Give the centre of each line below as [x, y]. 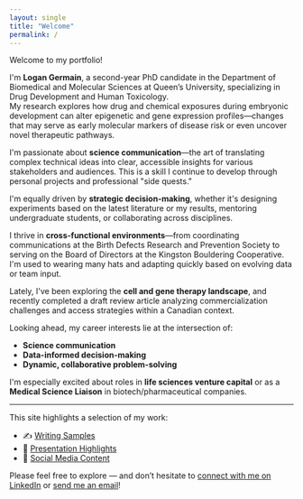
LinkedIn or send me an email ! [65, 485]
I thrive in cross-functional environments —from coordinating [124, 236]
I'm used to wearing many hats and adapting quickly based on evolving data [151, 264]
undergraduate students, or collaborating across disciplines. [121, 218]
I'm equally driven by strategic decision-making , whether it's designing [143, 199]
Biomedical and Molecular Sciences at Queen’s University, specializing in [145, 88]
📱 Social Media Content [66, 458]
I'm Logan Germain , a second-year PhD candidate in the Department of [143, 78]
